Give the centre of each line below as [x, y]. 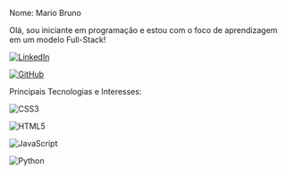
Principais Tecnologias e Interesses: [76, 92]
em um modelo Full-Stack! [58, 40]
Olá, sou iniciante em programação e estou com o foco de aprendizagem [143, 30]
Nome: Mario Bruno [46, 13]
